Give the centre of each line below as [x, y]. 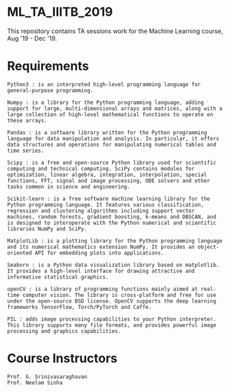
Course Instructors [62, 359]
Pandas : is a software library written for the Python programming [107, 132]
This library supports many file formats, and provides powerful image [112, 325]
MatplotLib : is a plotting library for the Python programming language [115, 241]
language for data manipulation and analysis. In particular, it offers [113, 138]
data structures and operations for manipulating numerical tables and [112, 144]
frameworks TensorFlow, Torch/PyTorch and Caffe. [80, 307]
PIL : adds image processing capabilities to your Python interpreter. [112, 319]
